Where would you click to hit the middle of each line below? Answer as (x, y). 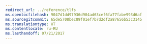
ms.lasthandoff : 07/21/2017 (35, 33)
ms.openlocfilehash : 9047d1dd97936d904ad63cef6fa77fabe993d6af (74, 15)
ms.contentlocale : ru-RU (32, 29)
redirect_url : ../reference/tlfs (41, 10)
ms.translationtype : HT (31, 24)
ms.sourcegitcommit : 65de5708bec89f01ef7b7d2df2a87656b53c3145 (74, 19)
